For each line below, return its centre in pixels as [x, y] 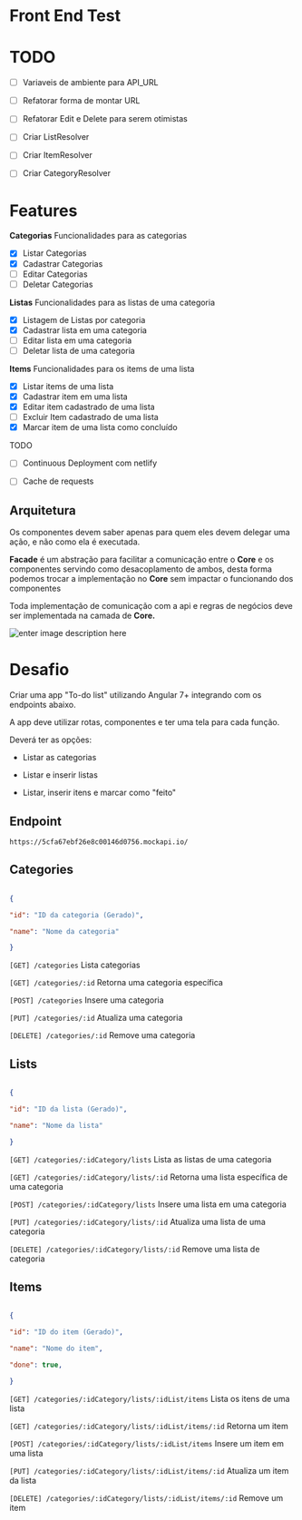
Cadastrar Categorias [63, 263]
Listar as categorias [59, 758]
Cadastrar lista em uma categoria [85, 330]
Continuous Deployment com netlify [90, 463]
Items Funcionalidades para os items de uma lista [102, 368]
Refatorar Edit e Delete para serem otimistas [105, 119]
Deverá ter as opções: [51, 740]
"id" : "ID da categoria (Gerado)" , [77, 915]
